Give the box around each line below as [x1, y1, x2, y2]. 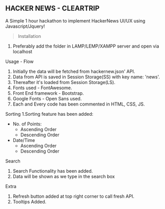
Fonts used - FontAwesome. [12, 85, 72, 91]
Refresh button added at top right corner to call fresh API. [12, 193, 135, 199]
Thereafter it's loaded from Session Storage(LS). [12, 79, 116, 85]
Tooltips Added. [12, 198, 47, 204]
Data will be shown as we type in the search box [12, 173, 115, 179]
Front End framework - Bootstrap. [12, 90, 84, 96]
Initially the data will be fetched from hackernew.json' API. [12, 68, 135, 74]
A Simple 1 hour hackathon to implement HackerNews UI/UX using [5, 17, 146, 24]
